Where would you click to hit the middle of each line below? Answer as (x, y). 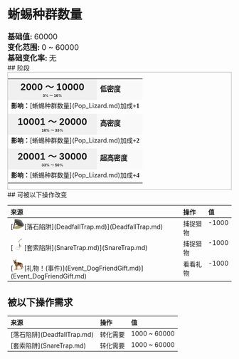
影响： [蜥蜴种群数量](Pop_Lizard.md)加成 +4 (75, 175)
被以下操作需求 (40, 302)
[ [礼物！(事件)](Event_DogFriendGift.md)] (77, 268)
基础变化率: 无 (32, 58)
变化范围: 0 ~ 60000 (43, 47)
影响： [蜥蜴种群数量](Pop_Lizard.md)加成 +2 (75, 140)
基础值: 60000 (33, 36)
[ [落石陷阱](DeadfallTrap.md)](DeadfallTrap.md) (87, 227)
